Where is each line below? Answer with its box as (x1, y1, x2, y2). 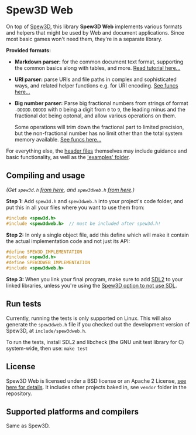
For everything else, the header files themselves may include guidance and (6, 147, 187, 154)
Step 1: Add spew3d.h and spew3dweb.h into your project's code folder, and (6, 197, 183, 204)
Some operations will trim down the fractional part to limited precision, (14, 123, 184, 130)
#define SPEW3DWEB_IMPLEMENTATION (6, 259, 91, 266)
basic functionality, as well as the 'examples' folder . (6, 153, 130, 160)
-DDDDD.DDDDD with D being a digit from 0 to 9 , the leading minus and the (14, 106, 185, 113)
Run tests (6, 299, 42, 309)
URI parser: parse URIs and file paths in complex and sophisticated (14, 76, 177, 83)
